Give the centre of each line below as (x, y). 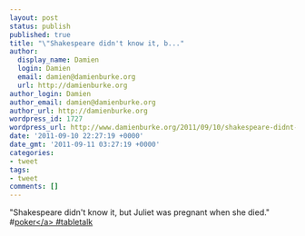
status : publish (40, 26)
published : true (40, 34)
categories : (32, 152)
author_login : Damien (50, 93)
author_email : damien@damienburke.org (83, 102)
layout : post (34, 18)
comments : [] (34, 187)
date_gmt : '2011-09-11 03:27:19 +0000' (85, 144)
